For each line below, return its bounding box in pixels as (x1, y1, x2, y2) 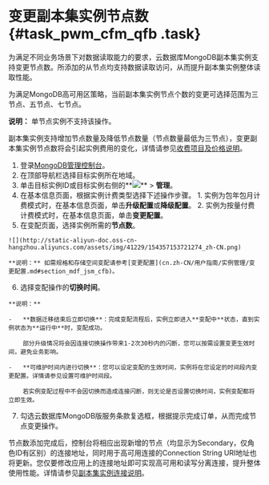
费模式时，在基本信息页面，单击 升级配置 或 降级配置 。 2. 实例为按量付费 (19, 200, 255, 210)
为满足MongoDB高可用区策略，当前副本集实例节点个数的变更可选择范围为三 (8, 89, 259, 98)
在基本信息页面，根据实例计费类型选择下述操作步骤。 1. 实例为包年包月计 (19, 190, 261, 200)
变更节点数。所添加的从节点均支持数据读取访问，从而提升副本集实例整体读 (14, 62, 261, 72)
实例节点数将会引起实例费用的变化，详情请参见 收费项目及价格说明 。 (22, 143, 247, 153)
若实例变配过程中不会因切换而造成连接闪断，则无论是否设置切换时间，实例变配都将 (22, 387, 255, 395)
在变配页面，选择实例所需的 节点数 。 (19, 220, 140, 230)
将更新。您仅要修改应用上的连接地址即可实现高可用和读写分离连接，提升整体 (8, 458, 261, 467)
